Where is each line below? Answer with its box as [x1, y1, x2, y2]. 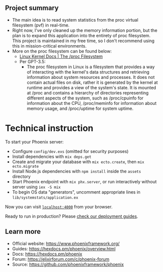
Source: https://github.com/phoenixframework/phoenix [12, 261, 124, 267]
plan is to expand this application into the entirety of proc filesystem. [12, 32, 151, 38]
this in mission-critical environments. [12, 43, 87, 49]
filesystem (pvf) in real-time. [12, 22, 70, 28]
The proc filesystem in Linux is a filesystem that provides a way [26, 64, 155, 70]
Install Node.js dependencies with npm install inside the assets [12, 168, 141, 174]
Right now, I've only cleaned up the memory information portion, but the [12, 27, 158, 33]
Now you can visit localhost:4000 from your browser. [5, 203, 113, 210]
